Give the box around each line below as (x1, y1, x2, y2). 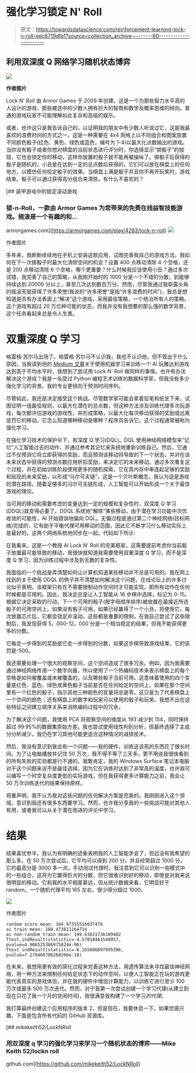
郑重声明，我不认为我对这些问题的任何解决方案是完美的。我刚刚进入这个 (6, 792, 180, 799)
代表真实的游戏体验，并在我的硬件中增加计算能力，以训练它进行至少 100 (10, 978, 185, 985)
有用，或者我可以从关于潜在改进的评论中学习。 (6, 806, 118, 813)
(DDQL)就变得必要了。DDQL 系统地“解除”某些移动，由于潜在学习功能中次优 (6, 507, 188, 514)
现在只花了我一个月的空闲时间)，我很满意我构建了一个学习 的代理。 (6, 992, 167, 999)
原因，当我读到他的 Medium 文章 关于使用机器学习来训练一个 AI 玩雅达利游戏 (6, 360, 190, 367)
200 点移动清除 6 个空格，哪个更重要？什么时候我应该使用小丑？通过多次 (12, 266, 188, 273)
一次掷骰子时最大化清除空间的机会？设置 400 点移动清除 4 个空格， (21, 259, 184, 266)
